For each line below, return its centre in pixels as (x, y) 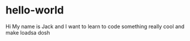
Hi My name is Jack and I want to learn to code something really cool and (95, 26)
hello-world (35, 10)
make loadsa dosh (28, 32)
